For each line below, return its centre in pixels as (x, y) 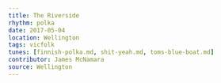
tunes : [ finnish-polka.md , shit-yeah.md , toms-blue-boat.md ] (111, 52)
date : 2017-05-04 (37, 30)
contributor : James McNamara (56, 60)
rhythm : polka (32, 23)
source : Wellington (40, 67)
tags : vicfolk (32, 45)
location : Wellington (44, 38)
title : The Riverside (44, 15)
